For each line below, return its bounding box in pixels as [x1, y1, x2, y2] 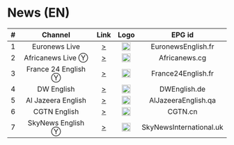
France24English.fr [150, 68, 214, 78]
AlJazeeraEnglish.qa [148, 95, 216, 105]
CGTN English [33, 106, 79, 116]
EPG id [171, 30, 194, 40]
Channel [41, 30, 71, 40]
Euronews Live [32, 42, 80, 51]
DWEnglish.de [159, 84, 206, 94]
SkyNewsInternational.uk [141, 122, 224, 132]
